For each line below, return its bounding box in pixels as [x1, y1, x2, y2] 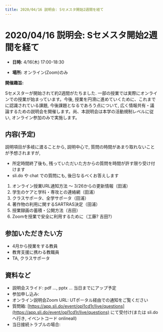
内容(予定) [5, 130, 36, 138]
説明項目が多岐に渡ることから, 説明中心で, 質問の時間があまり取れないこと [5, 144, 155, 150]
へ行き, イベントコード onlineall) [12, 315, 77, 321]
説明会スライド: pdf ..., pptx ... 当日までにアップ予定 [12, 285, 117, 290]
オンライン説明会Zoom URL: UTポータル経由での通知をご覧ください [12, 297, 148, 303]
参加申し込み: [12, 291, 39, 297]
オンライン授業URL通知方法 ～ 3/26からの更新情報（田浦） [12, 183, 130, 189]
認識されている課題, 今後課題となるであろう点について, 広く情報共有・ [9, 102, 150, 108]
